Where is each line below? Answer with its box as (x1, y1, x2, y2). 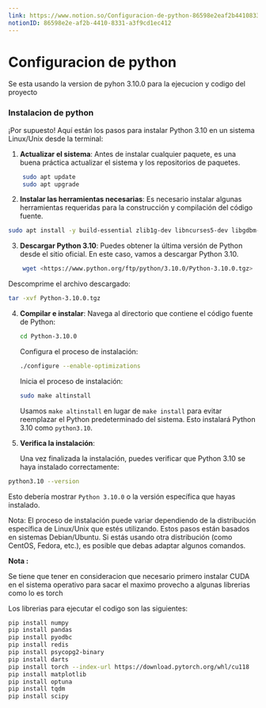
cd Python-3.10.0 (19, 333, 78, 341)
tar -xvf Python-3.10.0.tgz (8, 295, 101, 303)
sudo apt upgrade (22, 180, 80, 188)
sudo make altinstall (19, 391, 91, 400)
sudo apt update (22, 173, 77, 181)
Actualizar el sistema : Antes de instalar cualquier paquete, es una (19, 149, 236, 158)
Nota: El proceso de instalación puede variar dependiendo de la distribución (8, 516, 256, 525)
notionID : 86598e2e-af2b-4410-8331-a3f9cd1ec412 (8, 19, 172, 27)
